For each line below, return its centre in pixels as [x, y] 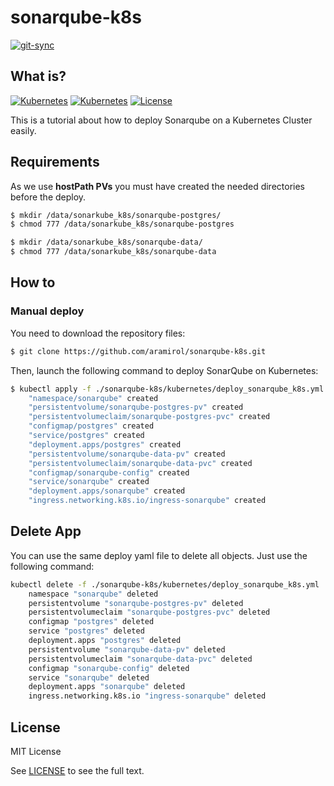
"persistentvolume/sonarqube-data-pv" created [127, 454]
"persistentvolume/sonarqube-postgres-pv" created [136, 407]
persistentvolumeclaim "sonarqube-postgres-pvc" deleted [149, 612]
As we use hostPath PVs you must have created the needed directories [157, 186]
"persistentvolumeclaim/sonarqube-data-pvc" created [140, 463]
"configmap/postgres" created [91, 426]
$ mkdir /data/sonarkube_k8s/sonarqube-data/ [106, 242]
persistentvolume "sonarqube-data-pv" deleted [127, 649]
